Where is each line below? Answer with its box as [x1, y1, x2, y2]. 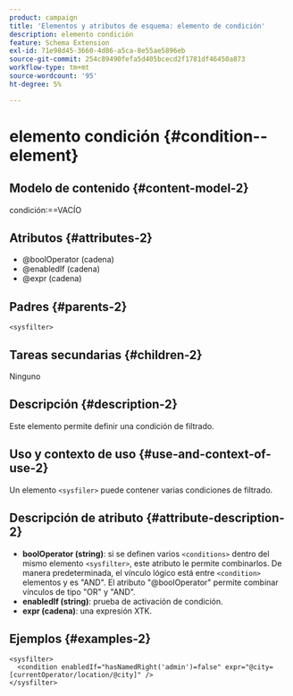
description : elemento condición [9, 30, 134, 39]
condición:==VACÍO [9, 204, 82, 215]
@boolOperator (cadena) [21, 254, 114, 265]
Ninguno [9, 371, 41, 382]
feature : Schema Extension [9, 38, 110, 47]
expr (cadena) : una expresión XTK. [21, 606, 153, 616]
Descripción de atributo [9, 511, 144, 526]
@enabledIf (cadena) [21, 263, 101, 274]
